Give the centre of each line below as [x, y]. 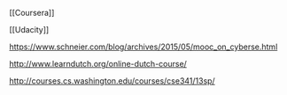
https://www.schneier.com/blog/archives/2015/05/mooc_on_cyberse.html [143, 47]
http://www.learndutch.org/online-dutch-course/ [98, 64]
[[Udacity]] [29, 29]
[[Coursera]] [32, 13]
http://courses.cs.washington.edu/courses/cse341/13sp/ [112, 81]
